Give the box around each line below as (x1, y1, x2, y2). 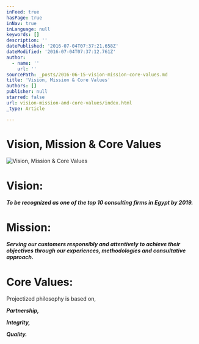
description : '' (6, 37, 48, 43)
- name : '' (12, 60, 40, 66)
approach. (6, 254, 34, 261)
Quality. (6, 331, 27, 338)
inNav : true (6, 20, 37, 26)
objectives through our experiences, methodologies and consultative (6, 247, 186, 254)
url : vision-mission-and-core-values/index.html (6, 100, 132, 106)
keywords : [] (6, 32, 40, 38)
